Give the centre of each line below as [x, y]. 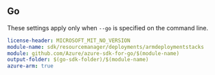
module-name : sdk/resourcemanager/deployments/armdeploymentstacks [106, 47]
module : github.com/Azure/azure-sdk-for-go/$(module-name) [93, 53]
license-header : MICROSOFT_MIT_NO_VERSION [69, 41]
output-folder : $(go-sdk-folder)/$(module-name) [78, 60]
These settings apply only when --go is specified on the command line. [107, 28]
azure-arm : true [30, 66]
